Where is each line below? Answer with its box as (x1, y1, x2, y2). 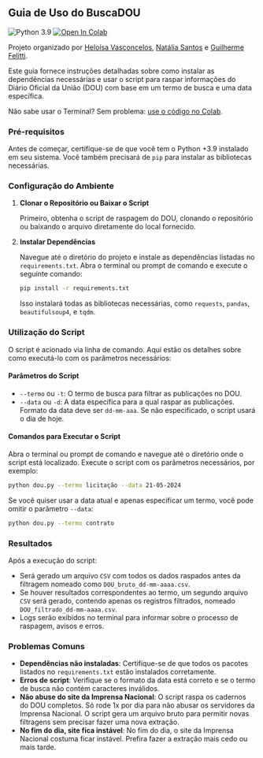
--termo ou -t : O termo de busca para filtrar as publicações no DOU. (19, 388, 243, 398)
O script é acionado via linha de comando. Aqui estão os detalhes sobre (8, 344, 242, 354)
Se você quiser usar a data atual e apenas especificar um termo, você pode (8, 496, 254, 505)
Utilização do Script (8, 327, 85, 338)
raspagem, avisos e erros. (19, 622, 105, 631)
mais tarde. (19, 742, 57, 752)
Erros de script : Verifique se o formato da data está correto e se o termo (19, 675, 256, 685)
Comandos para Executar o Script (8, 432, 120, 441)
